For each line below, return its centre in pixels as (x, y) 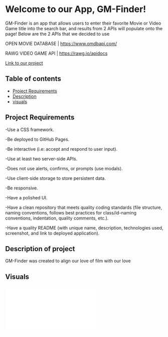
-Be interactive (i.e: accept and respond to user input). (61, 149)
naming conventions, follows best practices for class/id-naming (71, 212)
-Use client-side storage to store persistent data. (56, 178)
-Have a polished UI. (26, 197)
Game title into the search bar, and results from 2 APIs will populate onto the (84, 28)
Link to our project (24, 63)
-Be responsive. (22, 188)
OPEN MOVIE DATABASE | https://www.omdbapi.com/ (61, 43)
